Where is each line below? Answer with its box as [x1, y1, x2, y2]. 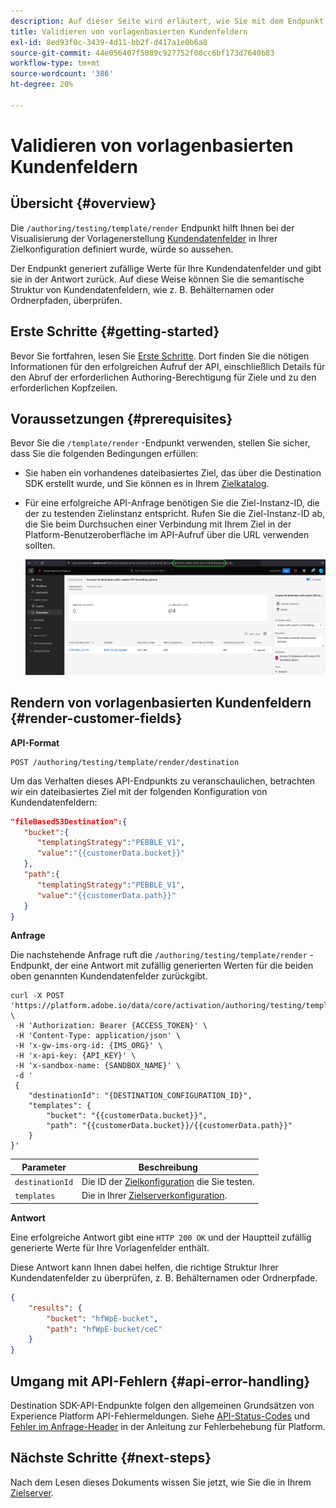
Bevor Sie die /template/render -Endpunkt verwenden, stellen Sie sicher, [10, 437, 311, 449]
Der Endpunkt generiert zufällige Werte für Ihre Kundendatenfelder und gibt [10, 262, 322, 274]
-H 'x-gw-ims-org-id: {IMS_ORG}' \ [14, 1041, 163, 1051]
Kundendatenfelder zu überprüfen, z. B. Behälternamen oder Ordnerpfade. [10, 1271, 318, 1284]
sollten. [24, 540, 56, 552]
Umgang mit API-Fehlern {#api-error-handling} [10, 1373, 311, 1390]
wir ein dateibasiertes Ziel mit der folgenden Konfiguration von [10, 785, 268, 797]
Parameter [21, 1161, 67, 1173]
